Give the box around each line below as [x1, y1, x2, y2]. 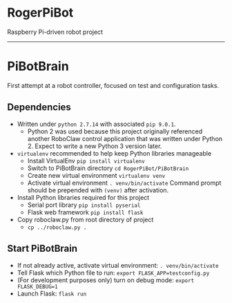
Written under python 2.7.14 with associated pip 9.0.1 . [17, 120, 176, 128]
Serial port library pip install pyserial [27, 201, 141, 209]
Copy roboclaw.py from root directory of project [17, 215, 154, 223]
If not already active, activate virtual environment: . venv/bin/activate [17, 261, 219, 269]
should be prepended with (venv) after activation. [27, 185, 169, 194]
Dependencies [7, 102, 71, 113]
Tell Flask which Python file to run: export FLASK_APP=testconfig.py [17, 268, 210, 277]
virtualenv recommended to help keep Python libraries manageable [17, 149, 212, 157]
